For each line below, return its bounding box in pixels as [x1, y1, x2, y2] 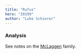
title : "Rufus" [5, 7, 36, 12]
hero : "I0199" [5, 12, 34, 17]
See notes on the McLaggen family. [5, 43, 77, 49]
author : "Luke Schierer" [5, 16, 56, 21]
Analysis [5, 32, 27, 39]
